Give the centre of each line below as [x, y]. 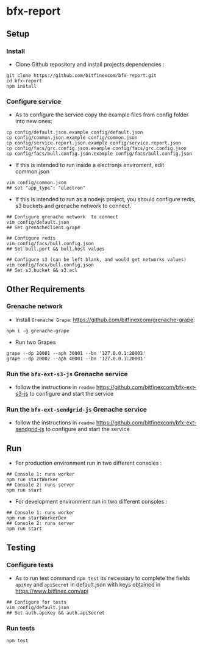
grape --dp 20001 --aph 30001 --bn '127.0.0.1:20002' [76, 353]
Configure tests [30, 565]
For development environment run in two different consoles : [91, 502]
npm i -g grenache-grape [38, 330]
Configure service [34, 101]
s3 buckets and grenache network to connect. [73, 206]
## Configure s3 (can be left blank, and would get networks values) [97, 260]
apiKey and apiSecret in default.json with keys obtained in [88, 584]
